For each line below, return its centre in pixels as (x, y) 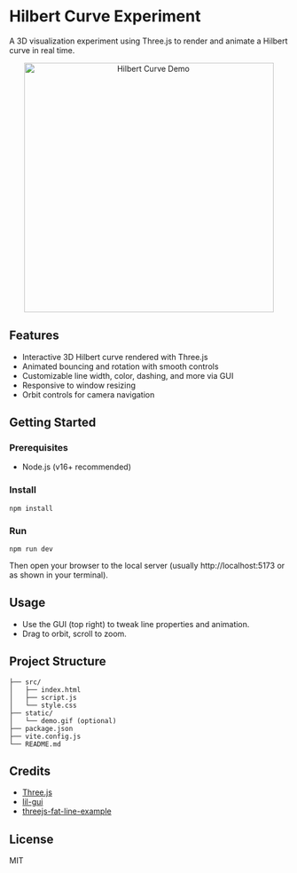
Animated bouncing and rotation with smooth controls (120, 366)
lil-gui (32, 802)
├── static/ (31, 713)
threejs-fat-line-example (67, 811)
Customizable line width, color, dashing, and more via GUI (128, 375)
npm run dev (31, 549)
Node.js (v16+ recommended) (76, 467)
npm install (31, 508)
